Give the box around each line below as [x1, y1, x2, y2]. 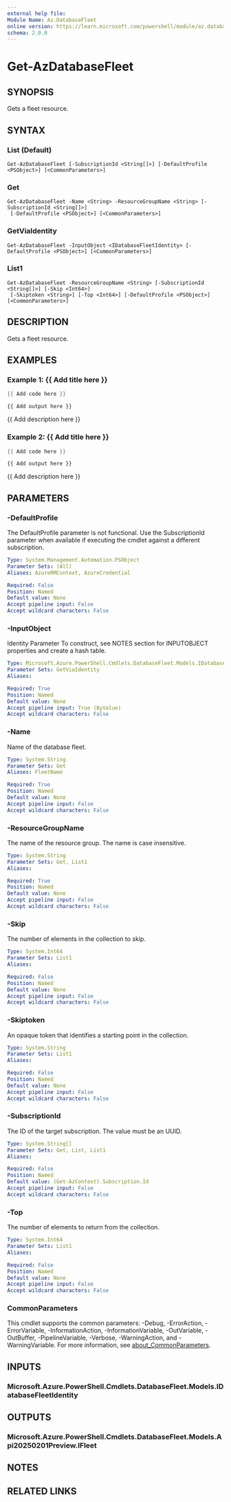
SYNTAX [7, 125, 46, 136]
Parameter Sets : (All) [7, 562, 72, 570]
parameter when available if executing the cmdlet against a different [7, 536, 201, 544]
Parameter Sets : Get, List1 [7, 858, 88, 865]
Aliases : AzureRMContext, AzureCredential [7, 569, 131, 576]
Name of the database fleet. [7, 743, 87, 751]
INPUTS [7, 1361, 41, 1373]
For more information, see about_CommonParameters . [57, 1341, 211, 1349]
